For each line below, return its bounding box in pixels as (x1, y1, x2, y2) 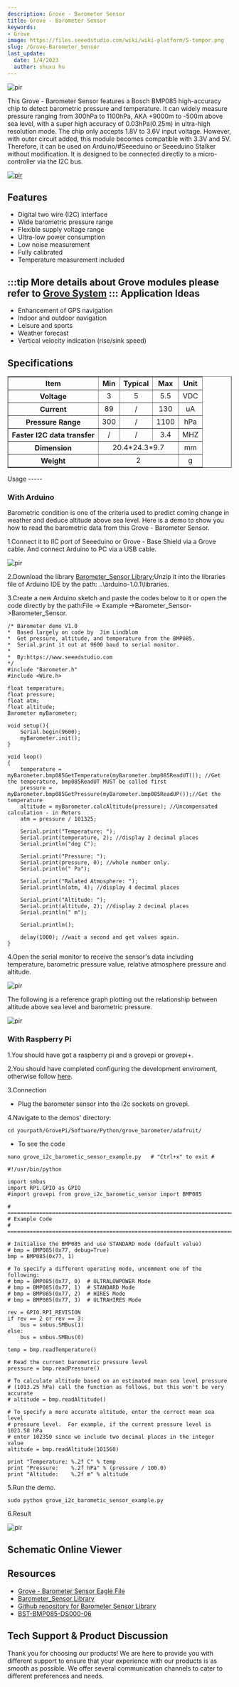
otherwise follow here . (7, 1072, 73, 1080)
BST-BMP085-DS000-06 (17, 1609, 92, 1618)
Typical (123, 378, 149, 388)
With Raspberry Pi (7, 1034, 72, 1044)
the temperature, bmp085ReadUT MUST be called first (7, 778, 167, 786)
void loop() (7, 753, 43, 761)
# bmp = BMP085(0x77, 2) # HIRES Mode (7, 1290, 126, 1297)
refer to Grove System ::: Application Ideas (7, 287, 201, 299)
